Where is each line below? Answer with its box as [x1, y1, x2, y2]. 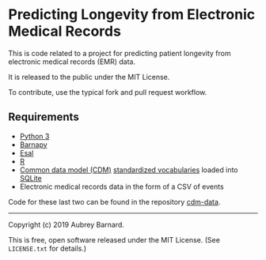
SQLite [19, 173, 42, 183]
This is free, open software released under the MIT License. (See [8, 235, 220, 244]
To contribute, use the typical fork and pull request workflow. [8, 87, 207, 96]
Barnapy [19, 140, 47, 149]
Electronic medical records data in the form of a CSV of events [19, 182, 224, 191]
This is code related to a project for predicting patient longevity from [8, 48, 231, 58]
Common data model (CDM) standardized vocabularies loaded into [19, 164, 238, 175]
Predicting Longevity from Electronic [8, 6, 256, 24]
